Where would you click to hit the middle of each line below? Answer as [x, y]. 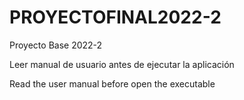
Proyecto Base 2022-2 [56, 45]
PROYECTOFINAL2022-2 [115, 17]
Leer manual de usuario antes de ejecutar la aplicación [122, 64]
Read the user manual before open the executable [112, 83]
